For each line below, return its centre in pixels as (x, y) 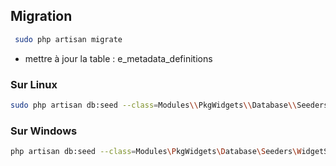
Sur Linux (34, 84)
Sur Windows (44, 131)
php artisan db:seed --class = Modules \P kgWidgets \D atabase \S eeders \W (156, 152)
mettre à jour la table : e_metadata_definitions (118, 58)
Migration (41, 16)
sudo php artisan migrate (68, 39)
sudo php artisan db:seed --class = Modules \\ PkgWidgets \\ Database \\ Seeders (169, 105)
